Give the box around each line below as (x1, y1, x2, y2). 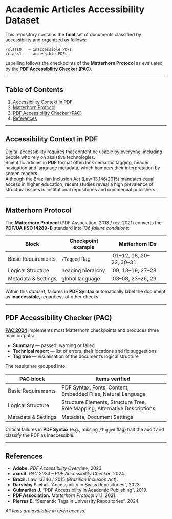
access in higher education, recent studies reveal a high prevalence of (5, 181, 154, 187)
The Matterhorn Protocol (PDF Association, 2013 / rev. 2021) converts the (5, 220, 162, 226)
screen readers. (5, 170, 39, 176)
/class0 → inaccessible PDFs (5, 47, 72, 52)
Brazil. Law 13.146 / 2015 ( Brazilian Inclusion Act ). (12, 476, 118, 482)
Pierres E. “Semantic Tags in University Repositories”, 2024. (12, 498, 140, 504)
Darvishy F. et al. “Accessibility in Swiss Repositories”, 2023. (12, 482, 141, 487)
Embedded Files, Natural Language (61, 391, 146, 398)
